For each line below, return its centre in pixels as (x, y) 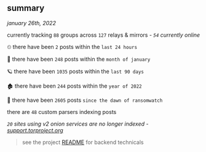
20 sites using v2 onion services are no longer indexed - (78, 124)
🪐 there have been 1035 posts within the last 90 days (75, 71)
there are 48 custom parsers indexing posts (62, 112)
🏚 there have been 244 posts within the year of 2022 (74, 86)
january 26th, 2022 (31, 23)
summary (26, 8)
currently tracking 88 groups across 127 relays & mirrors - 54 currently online (104, 35)
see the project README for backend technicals (83, 142)
